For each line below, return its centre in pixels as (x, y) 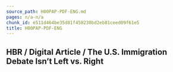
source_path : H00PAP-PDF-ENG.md (46, 12)
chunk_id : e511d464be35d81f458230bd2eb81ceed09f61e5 (73, 22)
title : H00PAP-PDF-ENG (34, 28)
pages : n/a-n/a (25, 17)
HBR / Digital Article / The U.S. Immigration (87, 52)
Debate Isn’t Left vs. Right (55, 61)
